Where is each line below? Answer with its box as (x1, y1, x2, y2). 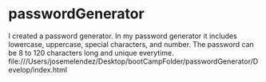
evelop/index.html (8, 64, 68, 74)
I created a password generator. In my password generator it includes (8, 31, 237, 41)
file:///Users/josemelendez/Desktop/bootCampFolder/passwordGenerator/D (8, 57, 259, 66)
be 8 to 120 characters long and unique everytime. (8, 48, 174, 57)
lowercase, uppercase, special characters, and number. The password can (8, 39, 254, 49)
